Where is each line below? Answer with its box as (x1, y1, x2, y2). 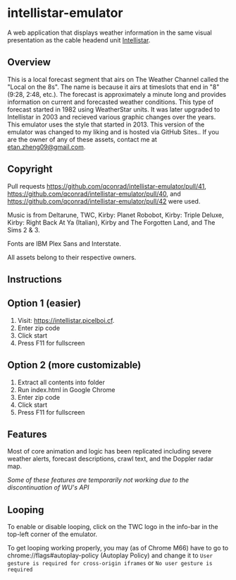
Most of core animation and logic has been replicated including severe (7, 447, 212, 456)
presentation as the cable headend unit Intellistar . (7, 35, 151, 44)
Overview (7, 57, 51, 69)
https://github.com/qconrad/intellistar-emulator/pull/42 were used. (7, 196, 201, 206)
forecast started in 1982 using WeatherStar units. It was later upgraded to (7, 105, 221, 114)
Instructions (7, 273, 62, 285)
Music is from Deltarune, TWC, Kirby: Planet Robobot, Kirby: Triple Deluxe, (7, 211, 224, 219)
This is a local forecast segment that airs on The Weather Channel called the (7, 75, 229, 83)
